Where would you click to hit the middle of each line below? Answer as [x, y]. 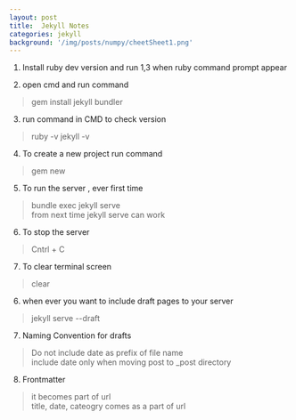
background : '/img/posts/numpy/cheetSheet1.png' [101, 42]
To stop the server [56, 232]
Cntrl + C [48, 249]
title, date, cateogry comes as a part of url [108, 407]
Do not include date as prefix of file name [107, 353]
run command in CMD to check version [94, 119]
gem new [48, 171]
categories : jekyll [45, 34]
